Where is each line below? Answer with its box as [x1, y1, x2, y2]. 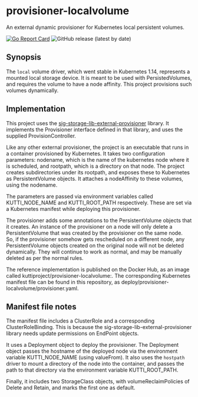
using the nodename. [6, 181, 58, 188]
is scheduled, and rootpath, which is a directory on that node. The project [6, 162, 184, 170]
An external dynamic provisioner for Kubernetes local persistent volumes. [6, 24, 184, 31]
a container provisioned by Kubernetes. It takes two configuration [6, 149, 166, 157]
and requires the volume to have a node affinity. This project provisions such [6, 80, 192, 87]
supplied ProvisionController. [6, 132, 77, 139]
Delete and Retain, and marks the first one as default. [6, 384, 136, 391]
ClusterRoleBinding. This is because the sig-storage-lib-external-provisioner [6, 324, 192, 331]
